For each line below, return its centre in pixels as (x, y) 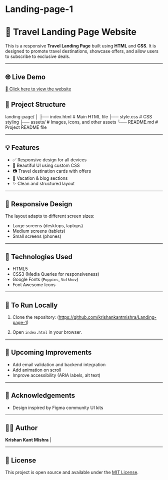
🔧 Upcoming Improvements (48, 352)
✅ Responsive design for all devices (49, 160)
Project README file (26, 127)
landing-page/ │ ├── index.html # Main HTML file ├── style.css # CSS (79, 116)
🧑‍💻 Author (21, 428)
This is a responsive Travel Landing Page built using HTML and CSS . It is (81, 46)
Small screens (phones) (37, 236)
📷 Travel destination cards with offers (52, 171)
